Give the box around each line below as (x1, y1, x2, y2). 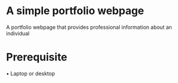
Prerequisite (6, 51, 68, 64)
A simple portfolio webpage (6, 4, 144, 18)
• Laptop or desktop (6, 69, 55, 77)
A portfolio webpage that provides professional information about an (6, 24, 172, 31)
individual (6, 29, 29, 36)
